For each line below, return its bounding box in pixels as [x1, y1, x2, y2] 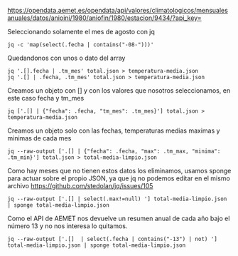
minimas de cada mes [7, 134, 72, 142]
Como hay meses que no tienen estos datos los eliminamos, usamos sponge [7, 167, 232, 175]
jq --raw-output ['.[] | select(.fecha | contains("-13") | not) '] [7, 235, 218, 242]
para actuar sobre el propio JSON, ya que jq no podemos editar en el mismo [7, 174, 231, 183]
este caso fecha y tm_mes [7, 94, 85, 102]
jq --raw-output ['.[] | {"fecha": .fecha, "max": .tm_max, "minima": [7, 148, 221, 155]
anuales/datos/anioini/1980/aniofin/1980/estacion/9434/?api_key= [7, 14, 202, 22]
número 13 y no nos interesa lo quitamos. [7, 222, 128, 230]
